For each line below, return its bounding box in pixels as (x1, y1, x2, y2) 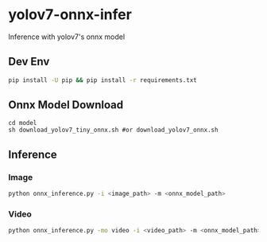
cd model (8, 119, 37, 127)
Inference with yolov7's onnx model (8, 32, 126, 41)
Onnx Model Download (8, 98, 124, 112)
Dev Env (8, 55, 50, 68)
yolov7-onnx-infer (8, 6, 133, 24)
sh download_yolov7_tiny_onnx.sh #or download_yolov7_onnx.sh (8, 126, 219, 135)
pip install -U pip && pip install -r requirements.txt (8, 76, 197, 84)
